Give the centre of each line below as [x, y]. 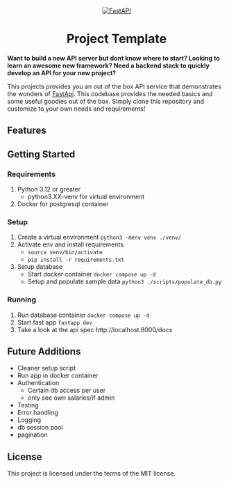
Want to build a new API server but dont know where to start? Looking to [113, 58]
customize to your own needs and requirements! [76, 109]
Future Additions [44, 351]
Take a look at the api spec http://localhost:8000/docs [95, 329]
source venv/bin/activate [65, 253]
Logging [29, 420]
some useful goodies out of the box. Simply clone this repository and [106, 101]
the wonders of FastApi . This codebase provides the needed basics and [110, 93]
